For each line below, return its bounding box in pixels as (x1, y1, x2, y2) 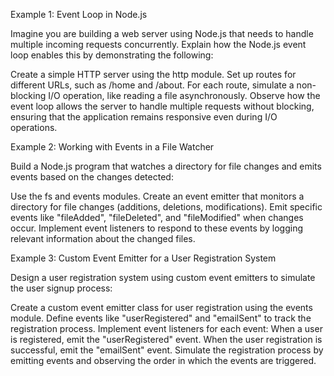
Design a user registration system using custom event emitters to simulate (10, 272, 316, 283)
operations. (10, 122, 58, 133)
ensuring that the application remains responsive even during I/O (10, 111, 278, 123)
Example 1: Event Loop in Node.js (10, 9, 148, 20)
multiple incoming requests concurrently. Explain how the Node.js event (10, 39, 307, 50)
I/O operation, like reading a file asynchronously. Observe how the (48, 90, 321, 101)
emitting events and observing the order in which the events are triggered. (10, 355, 317, 366)
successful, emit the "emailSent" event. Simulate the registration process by (10, 344, 324, 356)
